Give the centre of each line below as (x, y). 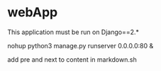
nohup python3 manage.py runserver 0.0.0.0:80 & (80, 45)
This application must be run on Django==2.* (73, 32)
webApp (33, 12)
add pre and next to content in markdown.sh (72, 59)
